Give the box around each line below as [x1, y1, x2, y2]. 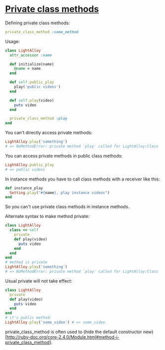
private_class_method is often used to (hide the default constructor [5, 329, 142, 335]
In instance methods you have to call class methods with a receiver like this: [5, 176, 160, 182]
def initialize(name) [9, 61, 55, 66]
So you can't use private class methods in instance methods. [5, 204, 130, 210]
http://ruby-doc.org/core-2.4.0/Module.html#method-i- [6, 334, 120, 340]
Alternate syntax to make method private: [5, 213, 90, 219]
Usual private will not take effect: [5, 278, 72, 284]
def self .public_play [9, 80, 55, 85]
